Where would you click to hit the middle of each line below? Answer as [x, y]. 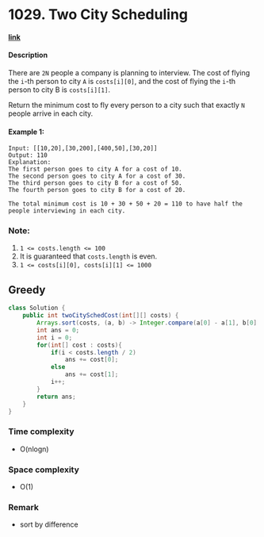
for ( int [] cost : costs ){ [80, 345]
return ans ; [57, 397]
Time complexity [41, 432]
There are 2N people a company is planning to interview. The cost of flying [129, 72]
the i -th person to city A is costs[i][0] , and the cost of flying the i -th [122, 81]
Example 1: [27, 132]
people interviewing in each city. [67, 211]
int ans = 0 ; [58, 330]
